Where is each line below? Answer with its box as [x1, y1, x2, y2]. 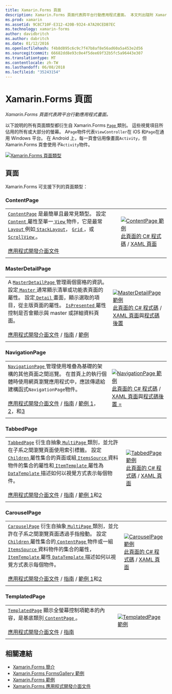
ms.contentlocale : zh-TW [5, 60, 58, 65]
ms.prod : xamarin [5, 17, 42, 22]
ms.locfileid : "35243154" [5, 70, 60, 75]
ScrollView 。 [8, 233, 41, 240]
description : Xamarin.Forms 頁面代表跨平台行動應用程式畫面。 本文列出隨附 [5, 12, 154, 17]
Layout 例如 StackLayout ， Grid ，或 [8, 226, 95, 233]
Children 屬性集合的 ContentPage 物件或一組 [8, 538, 114, 545]
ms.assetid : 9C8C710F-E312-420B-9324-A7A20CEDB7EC [5, 22, 116, 27]
